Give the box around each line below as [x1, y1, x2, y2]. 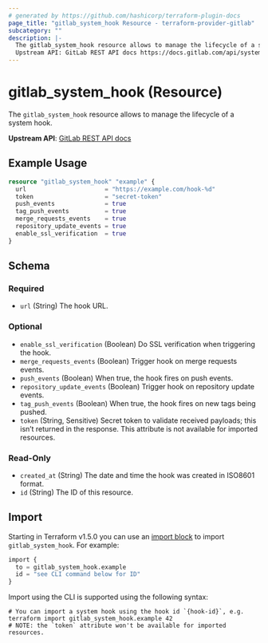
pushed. [19, 407, 48, 416]
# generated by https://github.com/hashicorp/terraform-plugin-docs [8, 11, 241, 20]
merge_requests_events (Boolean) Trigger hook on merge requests [19, 356, 238, 365]
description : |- [8, 34, 62, 42]
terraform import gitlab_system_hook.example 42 [8, 615, 173, 623]
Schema [8, 259, 50, 273]
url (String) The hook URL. [19, 301, 109, 311]
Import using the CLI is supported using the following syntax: [8, 592, 209, 602]
